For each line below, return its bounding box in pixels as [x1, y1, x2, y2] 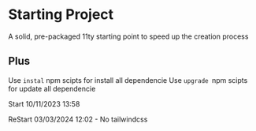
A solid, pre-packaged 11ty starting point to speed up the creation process [8, 32, 249, 41]
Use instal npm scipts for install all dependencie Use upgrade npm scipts [8, 75, 248, 84]
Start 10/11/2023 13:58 [8, 99, 80, 108]
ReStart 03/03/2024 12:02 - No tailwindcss [8, 114, 148, 124]
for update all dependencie [8, 84, 96, 93]
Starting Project [8, 6, 114, 24]
